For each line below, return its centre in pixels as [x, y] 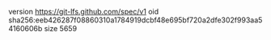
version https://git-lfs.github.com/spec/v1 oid [84, 12]
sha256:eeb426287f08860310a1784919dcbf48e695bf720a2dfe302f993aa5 [135, 20]
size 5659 [61, 28]
